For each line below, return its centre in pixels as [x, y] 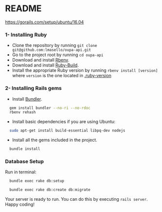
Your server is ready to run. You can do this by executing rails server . [76, 199]
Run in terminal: [21, 172]
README [23, 9]
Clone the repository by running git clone [55, 45]
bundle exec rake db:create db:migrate [50, 190]
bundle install [25, 149]
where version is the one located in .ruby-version [61, 76]
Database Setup [24, 161]
